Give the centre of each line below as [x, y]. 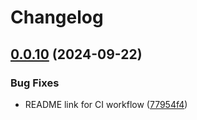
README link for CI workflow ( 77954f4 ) [106, 104]
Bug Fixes [35, 83]
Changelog [57, 17]
